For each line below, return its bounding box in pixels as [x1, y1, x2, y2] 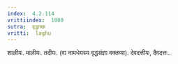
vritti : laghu [7, 29, 52, 37]
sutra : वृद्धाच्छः [7, 23, 46, 30]
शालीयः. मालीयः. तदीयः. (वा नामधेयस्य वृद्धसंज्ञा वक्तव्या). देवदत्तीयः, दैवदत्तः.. [7, 49, 171, 57]
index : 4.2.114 [7, 10, 54, 17]
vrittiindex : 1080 [7, 17, 64, 24]
